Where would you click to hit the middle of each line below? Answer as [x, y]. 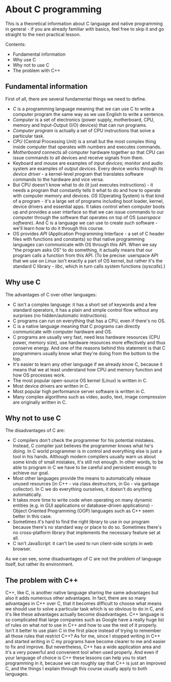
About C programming [54, 9]
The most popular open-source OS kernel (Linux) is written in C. [80, 380]
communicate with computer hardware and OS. [62, 332]
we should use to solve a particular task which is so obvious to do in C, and [84, 609]
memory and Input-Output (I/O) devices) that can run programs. [80, 125]
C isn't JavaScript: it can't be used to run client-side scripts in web [83, 544]
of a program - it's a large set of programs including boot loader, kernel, [88, 201]
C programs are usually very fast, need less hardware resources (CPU [86, 337]
